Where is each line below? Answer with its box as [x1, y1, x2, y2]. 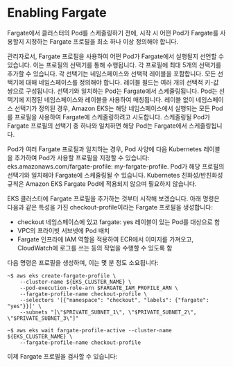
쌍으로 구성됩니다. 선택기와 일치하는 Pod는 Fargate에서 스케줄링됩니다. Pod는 [7, 87, 218, 95]
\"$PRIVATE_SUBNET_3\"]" [7, 314, 79, 322]
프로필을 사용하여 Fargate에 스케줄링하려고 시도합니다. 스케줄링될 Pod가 [14, 112, 210, 121]
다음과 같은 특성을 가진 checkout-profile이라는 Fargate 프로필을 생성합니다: [7, 203, 214, 211]
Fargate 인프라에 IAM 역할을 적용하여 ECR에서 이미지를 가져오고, [17, 234, 194, 244]
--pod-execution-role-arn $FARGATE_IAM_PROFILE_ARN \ [19, 284, 178, 291]
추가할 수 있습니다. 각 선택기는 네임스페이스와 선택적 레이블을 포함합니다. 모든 [7, 69, 216, 78]
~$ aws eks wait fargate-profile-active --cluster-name [7, 327, 172, 334]
